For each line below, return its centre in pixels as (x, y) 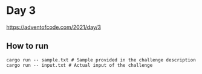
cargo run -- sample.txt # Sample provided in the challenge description (101, 60)
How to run (28, 46)
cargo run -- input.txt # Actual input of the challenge (80, 65)
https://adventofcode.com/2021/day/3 (54, 27)
